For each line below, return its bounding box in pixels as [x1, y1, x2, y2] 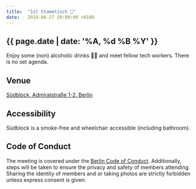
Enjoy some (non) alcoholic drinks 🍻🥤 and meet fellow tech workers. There [6, 52, 189, 59]
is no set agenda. [6, 58, 49, 65]
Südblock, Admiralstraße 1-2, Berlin [6, 92, 94, 99]
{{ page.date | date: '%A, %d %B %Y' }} [6, 36, 158, 46]
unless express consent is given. [6, 176, 86, 183]
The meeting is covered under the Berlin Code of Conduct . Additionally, [6, 157, 182, 164]
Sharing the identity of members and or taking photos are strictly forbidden [6, 170, 191, 177]
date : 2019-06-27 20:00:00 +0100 [6, 14, 95, 20]
